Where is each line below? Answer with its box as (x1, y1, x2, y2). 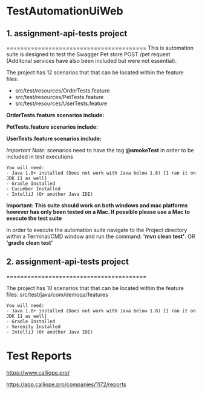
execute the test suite (6, 215, 62, 222)
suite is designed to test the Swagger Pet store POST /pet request (6, 51, 171, 58)
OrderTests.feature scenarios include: (6, 112, 105, 118)
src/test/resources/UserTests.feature (15, 100, 108, 107)
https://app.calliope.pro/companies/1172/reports (6, 381, 126, 388)
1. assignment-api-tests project (6, 28, 128, 39)
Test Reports (6, 349, 72, 363)
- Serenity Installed (6, 323, 61, 330)
